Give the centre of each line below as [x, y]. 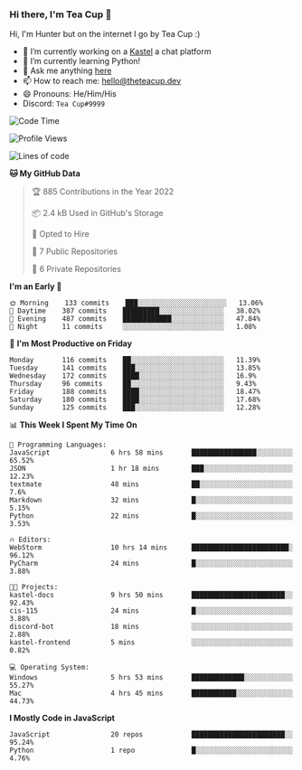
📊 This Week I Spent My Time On [73, 425]
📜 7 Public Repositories [75, 251]
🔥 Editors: [30, 540]
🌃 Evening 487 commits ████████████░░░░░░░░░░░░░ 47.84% [135, 319]
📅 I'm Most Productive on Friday [71, 343]
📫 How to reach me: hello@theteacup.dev [102, 81]
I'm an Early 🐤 [36, 286]
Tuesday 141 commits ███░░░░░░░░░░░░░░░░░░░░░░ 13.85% [135, 368]
